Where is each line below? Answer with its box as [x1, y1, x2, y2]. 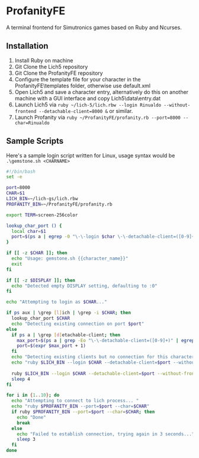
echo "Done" [17, 414, 46, 420]
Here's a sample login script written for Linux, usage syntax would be [6, 151, 175, 159]
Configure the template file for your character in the [14, 75, 141, 83]
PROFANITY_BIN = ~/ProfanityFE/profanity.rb [6, 201, 113, 207]
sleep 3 [17, 437, 36, 443]
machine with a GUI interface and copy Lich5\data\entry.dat [14, 94, 161, 102]
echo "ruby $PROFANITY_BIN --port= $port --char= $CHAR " [11, 403, 150, 409]
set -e [6, 174, 23, 180]
